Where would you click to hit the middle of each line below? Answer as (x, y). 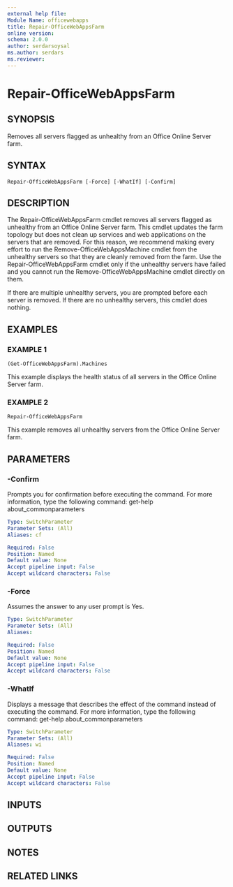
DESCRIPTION (38, 203)
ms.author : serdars (36, 53)
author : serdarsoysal (39, 46)
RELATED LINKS (43, 876)
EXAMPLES (32, 329)
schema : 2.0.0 (28, 40)
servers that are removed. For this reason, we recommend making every (111, 242)
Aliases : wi (24, 745)
